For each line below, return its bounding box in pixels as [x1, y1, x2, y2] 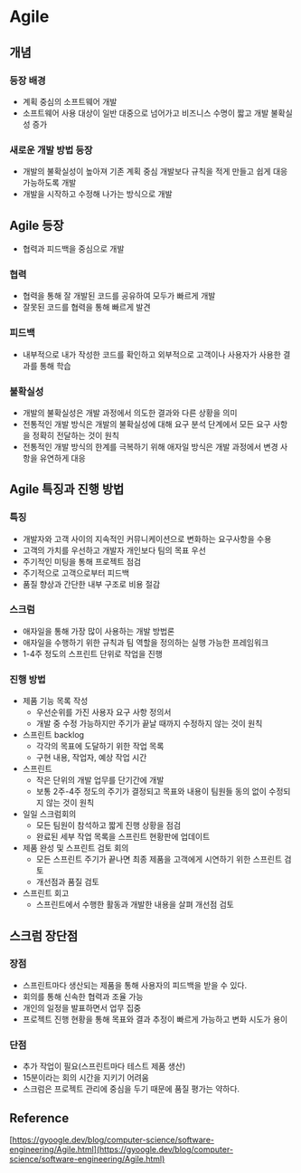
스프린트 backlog [22, 730, 84, 740]
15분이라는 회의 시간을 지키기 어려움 [22, 1073, 149, 1083]
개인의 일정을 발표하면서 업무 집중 [22, 1002, 142, 1013]
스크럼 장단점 [9, 928, 79, 943]
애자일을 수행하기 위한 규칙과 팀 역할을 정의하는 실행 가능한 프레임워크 [22, 636, 269, 648]
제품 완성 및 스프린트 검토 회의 [22, 843, 129, 854]
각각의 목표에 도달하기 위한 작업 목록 [35, 740, 165, 752]
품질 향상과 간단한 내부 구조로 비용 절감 [22, 578, 161, 589]
